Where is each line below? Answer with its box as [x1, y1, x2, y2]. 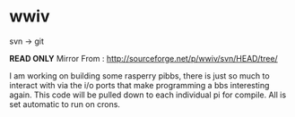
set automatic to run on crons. [9, 98, 121, 109]
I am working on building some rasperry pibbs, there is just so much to [9, 70, 271, 81]
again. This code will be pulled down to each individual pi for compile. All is [9, 89, 287, 100]
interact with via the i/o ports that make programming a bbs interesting [9, 79, 270, 90]
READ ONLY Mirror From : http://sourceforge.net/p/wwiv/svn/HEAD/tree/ [9, 53, 278, 63]
